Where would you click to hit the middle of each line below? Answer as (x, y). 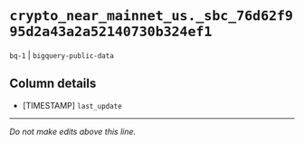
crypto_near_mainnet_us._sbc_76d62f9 (152, 16)
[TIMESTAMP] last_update (72, 105)
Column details (53, 84)
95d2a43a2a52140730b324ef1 (111, 32)
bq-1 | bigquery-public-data (62, 55)
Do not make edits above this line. (73, 131)
